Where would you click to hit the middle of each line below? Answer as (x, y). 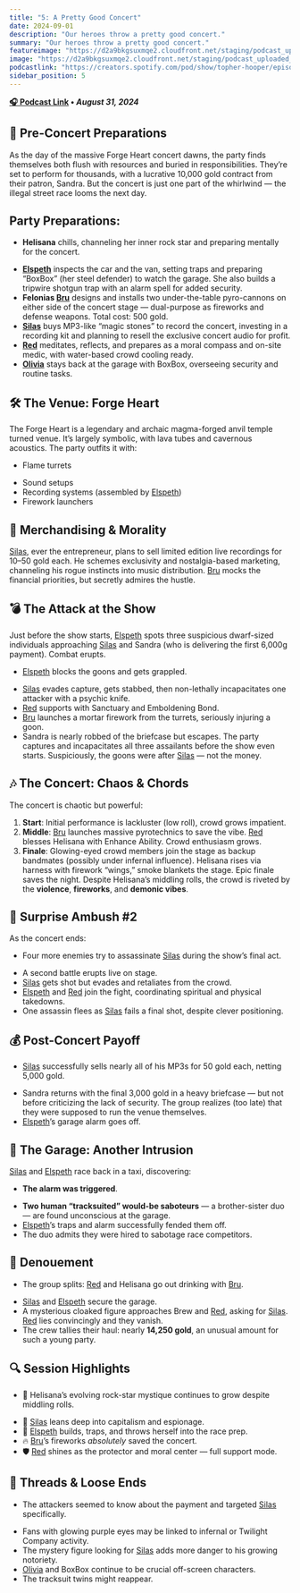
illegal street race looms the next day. (78, 192)
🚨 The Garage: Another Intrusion (101, 1150)
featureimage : (36, 51)
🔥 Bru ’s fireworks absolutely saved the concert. (110, 1440)
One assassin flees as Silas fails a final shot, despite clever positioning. (153, 1011)
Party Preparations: (65, 220)
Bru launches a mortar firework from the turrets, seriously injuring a (146, 717)
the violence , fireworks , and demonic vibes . (105, 889)
